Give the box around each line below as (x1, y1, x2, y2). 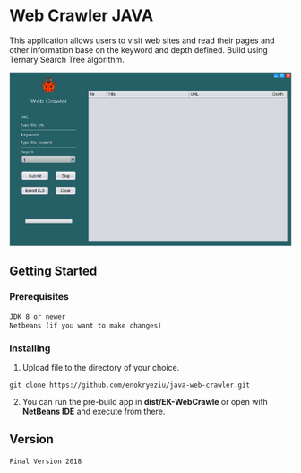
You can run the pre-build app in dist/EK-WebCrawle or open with (21, 397, 269, 407)
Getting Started (9, 264, 98, 279)
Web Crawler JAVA (9, 5, 154, 26)
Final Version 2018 (9, 457, 82, 466)
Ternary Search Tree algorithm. (9, 54, 125, 65)
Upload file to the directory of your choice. (21, 363, 180, 373)
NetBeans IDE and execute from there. (21, 406, 166, 417)
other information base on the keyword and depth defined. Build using (9, 44, 269, 55)
